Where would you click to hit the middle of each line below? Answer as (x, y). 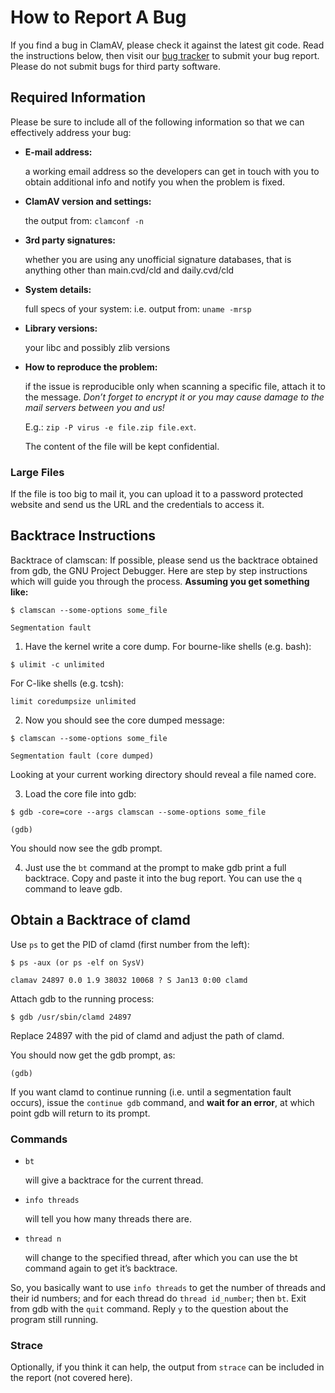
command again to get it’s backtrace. (101, 1268)
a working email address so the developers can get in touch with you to (172, 171)
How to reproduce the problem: (91, 367)
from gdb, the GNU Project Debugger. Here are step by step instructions (159, 570)
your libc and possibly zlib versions (97, 347)
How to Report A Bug (98, 17)
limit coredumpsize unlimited (73, 701)
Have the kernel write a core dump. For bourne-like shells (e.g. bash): (168, 646)
